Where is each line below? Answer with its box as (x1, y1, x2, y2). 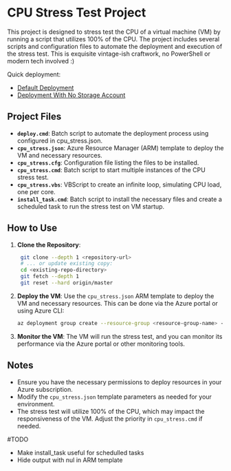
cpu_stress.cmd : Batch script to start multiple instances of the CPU (16, 165, 206, 174)
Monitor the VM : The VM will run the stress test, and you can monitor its (16, 332, 223, 340)
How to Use (7, 222, 58, 234)
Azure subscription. (16, 385, 74, 393)
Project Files (7, 111, 62, 123)
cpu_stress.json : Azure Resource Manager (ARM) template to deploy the (16, 143, 224, 152)
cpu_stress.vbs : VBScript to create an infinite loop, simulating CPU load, (16, 180, 222, 189)
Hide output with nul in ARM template (16, 456, 123, 464)
